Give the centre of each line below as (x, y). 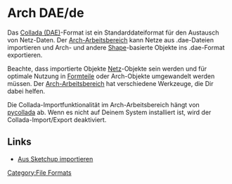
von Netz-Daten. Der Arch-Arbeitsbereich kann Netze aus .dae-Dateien (111, 39)
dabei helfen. (26, 91)
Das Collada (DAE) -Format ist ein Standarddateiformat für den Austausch (113, 32)
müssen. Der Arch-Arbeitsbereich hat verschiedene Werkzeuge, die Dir (110, 83)
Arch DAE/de (46, 13)
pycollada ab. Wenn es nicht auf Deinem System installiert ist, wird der (109, 112)
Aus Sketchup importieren (55, 159)
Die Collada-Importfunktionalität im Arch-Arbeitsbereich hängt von (104, 104)
